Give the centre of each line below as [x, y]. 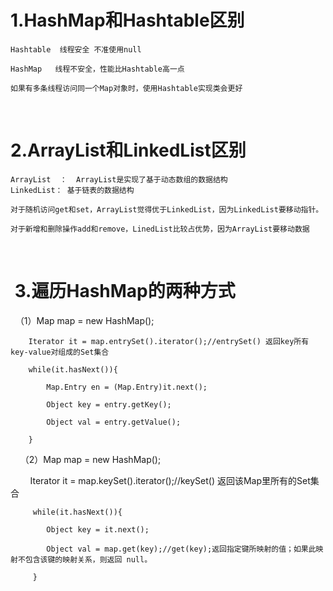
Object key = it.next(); [98, 529]
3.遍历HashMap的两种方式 [125, 291]
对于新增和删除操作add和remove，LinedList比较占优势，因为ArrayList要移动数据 [160, 229]
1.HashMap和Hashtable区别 [127, 20]
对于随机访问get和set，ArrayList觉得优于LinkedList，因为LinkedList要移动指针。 [167, 209]
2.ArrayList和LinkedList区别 [128, 150]
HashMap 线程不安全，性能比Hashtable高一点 [97, 69]
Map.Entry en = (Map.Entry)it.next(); [127, 387]
